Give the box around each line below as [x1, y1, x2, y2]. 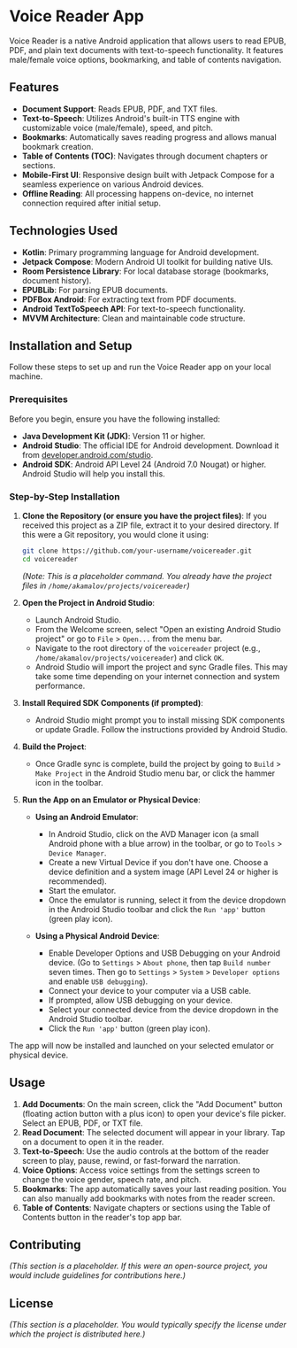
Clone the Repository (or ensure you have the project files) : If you [21, 510, 267, 521]
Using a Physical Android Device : [34, 930, 160, 941]
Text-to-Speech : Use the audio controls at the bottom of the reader [21, 1145, 270, 1157]
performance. [34, 680, 86, 691]
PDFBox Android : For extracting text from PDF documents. [21, 294, 237, 305]
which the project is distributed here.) [9, 1329, 146, 1339]
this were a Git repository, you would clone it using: [21, 529, 209, 539]
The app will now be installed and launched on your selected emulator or [9, 1040, 274, 1050]
